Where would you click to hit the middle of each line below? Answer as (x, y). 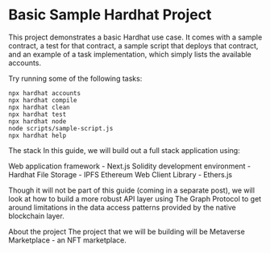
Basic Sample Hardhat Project (110, 15)
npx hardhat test (37, 114)
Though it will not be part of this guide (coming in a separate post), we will (132, 190)
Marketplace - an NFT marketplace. (68, 240)
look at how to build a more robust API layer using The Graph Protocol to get (135, 198)
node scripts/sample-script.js (61, 128)
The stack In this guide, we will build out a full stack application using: (124, 150)
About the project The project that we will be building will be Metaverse (127, 231)
